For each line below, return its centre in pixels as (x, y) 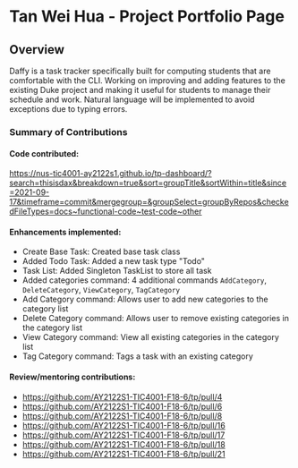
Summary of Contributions (68, 132)
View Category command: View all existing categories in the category (151, 337)
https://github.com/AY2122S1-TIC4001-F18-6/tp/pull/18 (123, 444)
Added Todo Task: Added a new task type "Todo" (114, 261)
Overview (37, 50)
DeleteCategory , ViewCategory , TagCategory (101, 290)
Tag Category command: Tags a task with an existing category (137, 356)
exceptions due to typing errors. (68, 109)
